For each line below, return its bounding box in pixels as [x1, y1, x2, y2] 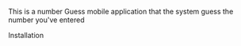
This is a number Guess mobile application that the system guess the [8, 7, 234, 16]
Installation [8, 31, 44, 40]
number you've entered [8, 15, 85, 25]
